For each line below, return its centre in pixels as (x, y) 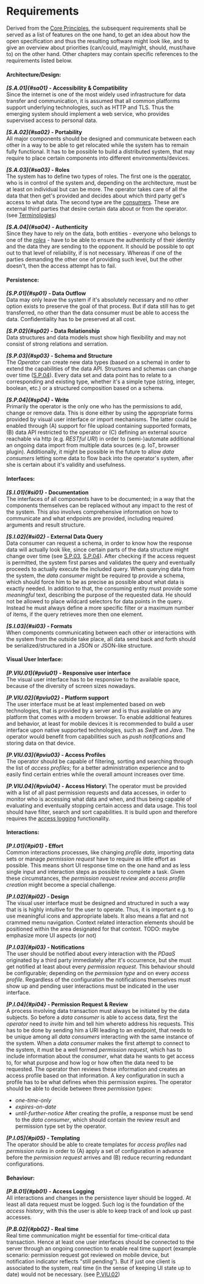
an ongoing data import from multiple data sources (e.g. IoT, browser (93, 445)
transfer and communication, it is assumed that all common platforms (93, 101)
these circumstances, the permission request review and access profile (96, 878)
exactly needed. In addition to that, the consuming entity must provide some (102, 588)
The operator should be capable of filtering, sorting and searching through (100, 761)
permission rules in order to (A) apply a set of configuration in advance (95, 1151)
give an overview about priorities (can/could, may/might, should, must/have (101, 48)
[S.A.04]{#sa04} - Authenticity (47, 227)
